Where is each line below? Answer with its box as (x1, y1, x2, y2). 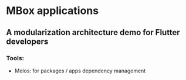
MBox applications (6, 4, 99, 18)
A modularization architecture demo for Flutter (6, 27, 180, 37)
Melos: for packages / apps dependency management (14, 67, 146, 74)
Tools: (6, 54, 25, 62)
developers (6, 36, 49, 46)
